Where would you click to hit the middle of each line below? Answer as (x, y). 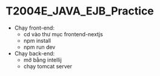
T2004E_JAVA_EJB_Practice (80, 11)
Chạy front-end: (35, 28)
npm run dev (39, 47)
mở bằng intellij (42, 60)
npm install (37, 40)
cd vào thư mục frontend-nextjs (63, 34)
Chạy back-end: (35, 53)
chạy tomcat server (48, 66)
